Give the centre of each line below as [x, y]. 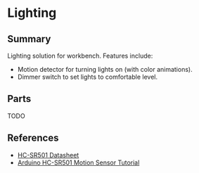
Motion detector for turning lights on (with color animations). [105, 69]
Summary [29, 39]
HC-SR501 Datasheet [48, 155]
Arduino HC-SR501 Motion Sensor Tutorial [78, 162]
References [33, 138]
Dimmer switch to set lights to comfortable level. [88, 77]
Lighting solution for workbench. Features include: [80, 56]
